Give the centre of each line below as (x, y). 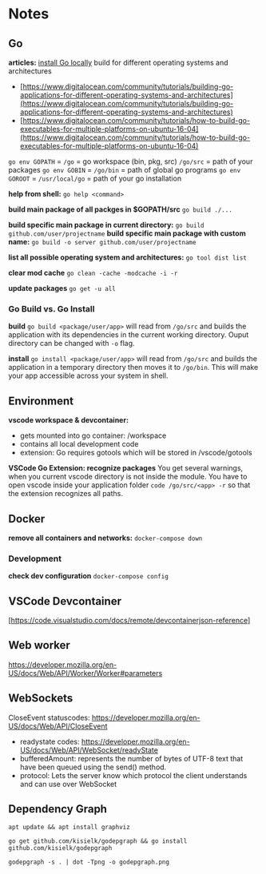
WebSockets (41, 699)
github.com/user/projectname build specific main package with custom (127, 233)
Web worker (39, 645)
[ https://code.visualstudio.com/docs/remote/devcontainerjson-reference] (129, 621)
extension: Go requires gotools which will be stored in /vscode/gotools (136, 453)
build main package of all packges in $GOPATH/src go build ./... (121, 209)
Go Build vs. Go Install (52, 308)
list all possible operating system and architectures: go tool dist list (128, 257)
